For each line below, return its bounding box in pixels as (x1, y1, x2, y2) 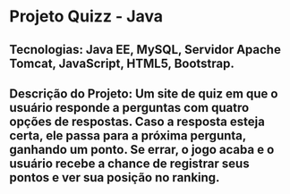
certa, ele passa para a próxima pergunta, (9, 128, 246, 143)
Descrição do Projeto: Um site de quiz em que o (9, 86, 278, 101)
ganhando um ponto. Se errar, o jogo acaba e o (9, 141, 275, 157)
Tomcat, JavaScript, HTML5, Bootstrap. (9, 55, 235, 71)
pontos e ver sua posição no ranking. (9, 170, 220, 185)
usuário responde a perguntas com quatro (9, 100, 250, 115)
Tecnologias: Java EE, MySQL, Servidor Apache (9, 42, 282, 57)
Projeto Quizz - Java (9, 6, 164, 27)
